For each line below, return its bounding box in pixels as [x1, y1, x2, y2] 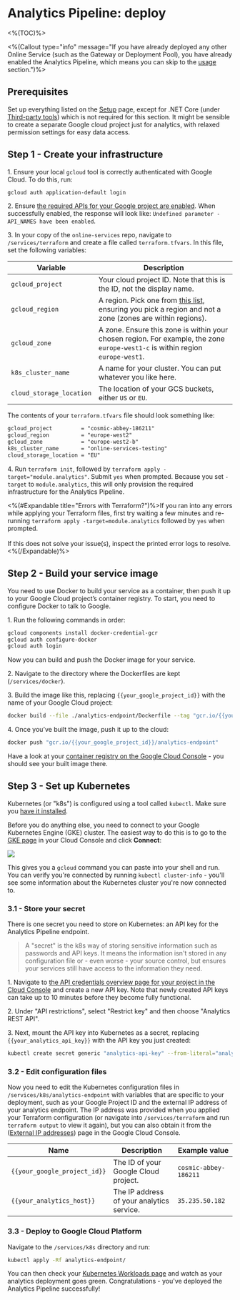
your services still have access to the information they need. [24, 964, 203, 973]
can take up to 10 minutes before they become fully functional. [7, 993, 191, 1002]
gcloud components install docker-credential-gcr [7, 629, 159, 637]
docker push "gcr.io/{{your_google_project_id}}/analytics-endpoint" [7, 739, 219, 746]
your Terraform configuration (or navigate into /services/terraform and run [7, 1113, 230, 1122]
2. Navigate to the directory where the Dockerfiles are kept [7, 670, 181, 678]
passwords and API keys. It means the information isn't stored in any [24, 949, 227, 958]
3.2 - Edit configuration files [7, 1066, 107, 1076]
